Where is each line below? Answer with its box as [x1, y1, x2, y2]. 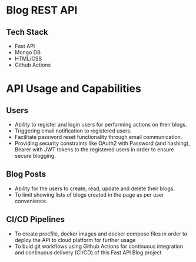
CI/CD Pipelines [6, 214, 65, 224]
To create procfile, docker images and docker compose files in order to [14, 230, 187, 237]
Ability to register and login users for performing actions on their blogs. [14, 121, 187, 128]
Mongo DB [14, 49, 41, 56]
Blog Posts [6, 169, 46, 180]
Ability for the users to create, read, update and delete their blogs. [14, 185, 175, 192]
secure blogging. [14, 152, 56, 159]
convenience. [14, 197, 48, 204]
